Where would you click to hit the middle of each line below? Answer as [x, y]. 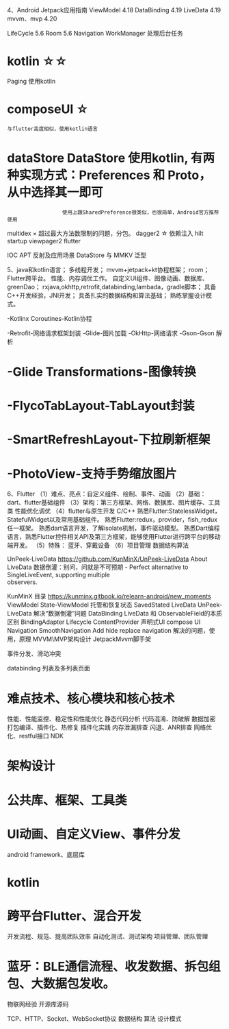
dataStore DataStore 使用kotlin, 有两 [111, 158]
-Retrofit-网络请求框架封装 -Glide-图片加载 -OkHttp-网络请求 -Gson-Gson [111, 333]
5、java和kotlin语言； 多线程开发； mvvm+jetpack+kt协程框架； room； [108, 269]
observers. [22, 582]
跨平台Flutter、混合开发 [74, 916]
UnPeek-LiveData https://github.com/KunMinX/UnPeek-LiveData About [107, 559]
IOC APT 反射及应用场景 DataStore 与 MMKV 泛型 [77, 255]
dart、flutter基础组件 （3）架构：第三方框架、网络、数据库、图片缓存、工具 [114, 503]
